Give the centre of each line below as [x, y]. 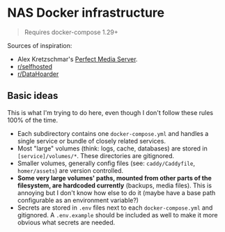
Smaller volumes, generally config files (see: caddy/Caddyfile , [106, 163]
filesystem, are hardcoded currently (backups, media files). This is [115, 185]
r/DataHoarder [38, 74]
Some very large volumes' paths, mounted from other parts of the [115, 178]
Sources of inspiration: [40, 45]
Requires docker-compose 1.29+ [71, 32]
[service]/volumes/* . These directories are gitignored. [96, 155]
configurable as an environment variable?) [78, 200]
